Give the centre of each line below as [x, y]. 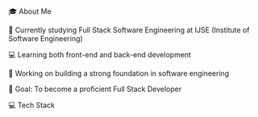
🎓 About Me [30, 11]
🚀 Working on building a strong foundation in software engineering [119, 73]
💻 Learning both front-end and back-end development [100, 54]
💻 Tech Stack [31, 105]
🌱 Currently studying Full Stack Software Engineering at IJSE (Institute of [129, 30]
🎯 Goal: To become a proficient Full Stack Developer [95, 89]
